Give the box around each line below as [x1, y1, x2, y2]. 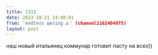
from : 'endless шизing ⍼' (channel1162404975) [6, 20, 127, 26]
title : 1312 [6, 8, 36, 15]
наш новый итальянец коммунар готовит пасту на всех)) [6, 42, 153, 50]
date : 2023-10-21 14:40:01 [6, 15, 74, 21]
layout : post [6, 25, 39, 32]
